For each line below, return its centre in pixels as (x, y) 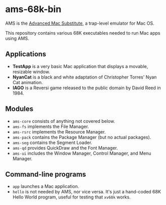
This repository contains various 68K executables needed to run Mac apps (83, 33)
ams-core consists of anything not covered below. (64, 121)
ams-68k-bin (33, 9)
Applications (26, 54)
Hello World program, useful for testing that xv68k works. (72, 197)
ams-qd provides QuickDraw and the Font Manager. (65, 148)
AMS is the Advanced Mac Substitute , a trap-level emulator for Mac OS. (80, 23)
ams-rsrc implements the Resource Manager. (59, 131)
